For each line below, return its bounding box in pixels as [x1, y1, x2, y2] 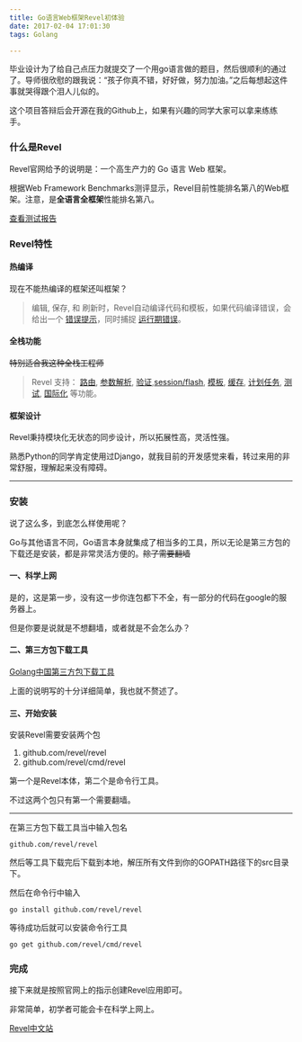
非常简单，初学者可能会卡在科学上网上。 [9, 1004, 159, 1015]
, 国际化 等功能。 [39, 388, 102, 399]
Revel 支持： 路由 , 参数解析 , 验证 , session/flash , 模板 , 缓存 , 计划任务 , [31, 377, 283, 387]
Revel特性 [9, 238, 53, 250]
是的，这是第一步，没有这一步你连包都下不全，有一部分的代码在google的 [9, 591, 280, 603]
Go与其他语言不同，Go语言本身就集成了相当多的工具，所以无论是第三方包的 [9, 536, 290, 547]
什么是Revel [9, 141, 62, 154]
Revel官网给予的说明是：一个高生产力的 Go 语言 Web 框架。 [9, 163, 232, 174]
